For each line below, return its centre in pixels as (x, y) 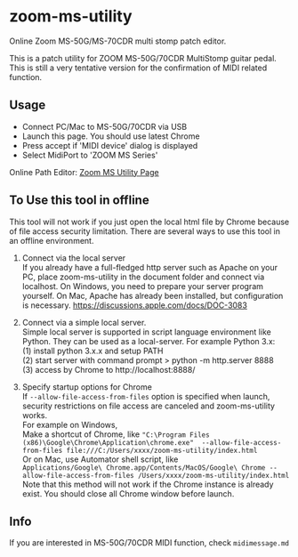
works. (34, 415)
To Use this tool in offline (79, 201)
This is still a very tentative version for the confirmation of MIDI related (138, 68)
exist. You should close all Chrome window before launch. (128, 493)
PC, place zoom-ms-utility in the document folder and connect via (143, 277)
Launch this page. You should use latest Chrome (111, 136)
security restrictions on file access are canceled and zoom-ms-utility (149, 406)
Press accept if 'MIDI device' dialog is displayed (110, 145)
